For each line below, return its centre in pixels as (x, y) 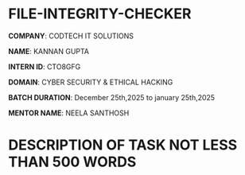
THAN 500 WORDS (72, 162)
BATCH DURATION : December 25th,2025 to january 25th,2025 (112, 97)
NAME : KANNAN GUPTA (49, 51)
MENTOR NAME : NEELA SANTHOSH (69, 113)
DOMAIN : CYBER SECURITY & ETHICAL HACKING (91, 82)
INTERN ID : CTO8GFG (45, 66)
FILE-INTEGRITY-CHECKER (100, 14)
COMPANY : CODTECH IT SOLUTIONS (71, 36)
